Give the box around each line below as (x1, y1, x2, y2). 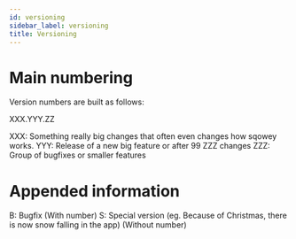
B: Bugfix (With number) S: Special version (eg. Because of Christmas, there (9, 210, 288, 221)
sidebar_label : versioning (9, 21, 109, 30)
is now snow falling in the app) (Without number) (9, 220, 188, 230)
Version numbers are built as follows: (9, 96, 144, 107)
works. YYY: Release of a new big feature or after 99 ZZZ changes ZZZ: (9, 141, 270, 151)
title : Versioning (9, 29, 77, 38)
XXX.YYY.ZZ (9, 114, 55, 125)
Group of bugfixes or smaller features (9, 150, 146, 160)
